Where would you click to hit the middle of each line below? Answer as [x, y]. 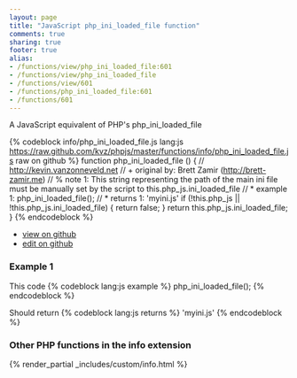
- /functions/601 [41, 100]
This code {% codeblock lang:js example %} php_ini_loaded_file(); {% [137, 286]
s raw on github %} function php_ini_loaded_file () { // [107, 161]
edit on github [47, 243]
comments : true [37, 34]
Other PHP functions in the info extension [101, 344]
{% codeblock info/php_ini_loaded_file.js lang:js [97, 142]
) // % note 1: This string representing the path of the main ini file [160, 180]
